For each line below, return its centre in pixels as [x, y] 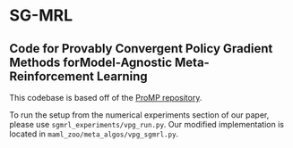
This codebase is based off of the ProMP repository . [106, 98]
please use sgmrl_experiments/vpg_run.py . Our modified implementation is [147, 124]
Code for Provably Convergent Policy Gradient [141, 49]
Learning [122, 76]
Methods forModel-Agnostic [91, 62]
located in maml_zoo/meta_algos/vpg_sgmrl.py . [94, 134]
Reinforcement [52, 76]
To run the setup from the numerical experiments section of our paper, [139, 115]
